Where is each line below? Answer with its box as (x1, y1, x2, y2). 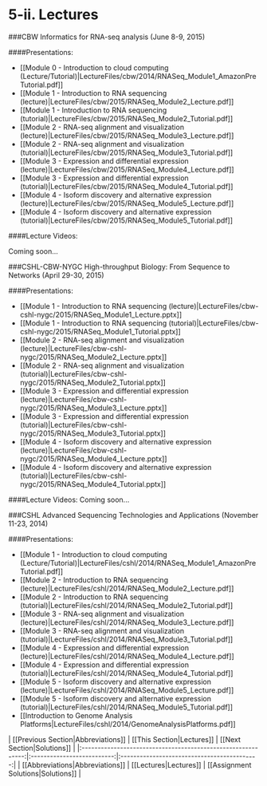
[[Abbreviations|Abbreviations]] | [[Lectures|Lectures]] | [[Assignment (22, 760, 252, 769)
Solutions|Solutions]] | (8, 768, 81, 778)
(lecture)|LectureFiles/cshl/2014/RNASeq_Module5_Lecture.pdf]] (19, 685, 234, 695)
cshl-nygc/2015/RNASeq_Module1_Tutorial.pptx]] (19, 326, 181, 336)
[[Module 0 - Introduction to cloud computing (19, 62, 169, 73)
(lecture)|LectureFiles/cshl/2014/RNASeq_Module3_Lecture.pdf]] (19, 617, 234, 627)
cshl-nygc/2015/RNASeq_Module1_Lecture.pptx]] (19, 310, 183, 319)
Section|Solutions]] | (8, 743, 76, 752)
